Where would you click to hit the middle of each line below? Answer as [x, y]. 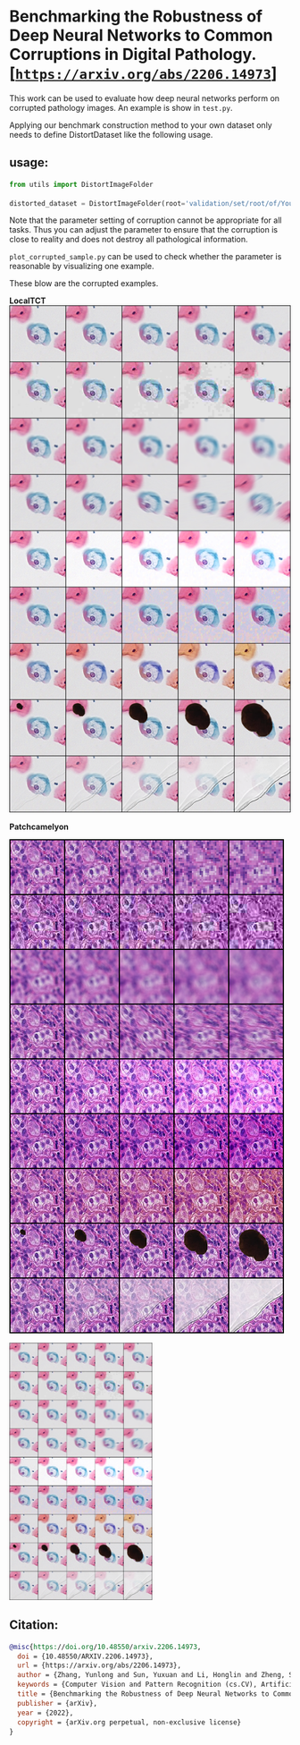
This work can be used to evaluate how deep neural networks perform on [144, 98]
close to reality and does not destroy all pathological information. [129, 240]
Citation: [34, 1625]
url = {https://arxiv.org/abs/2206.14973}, [99, 1665]
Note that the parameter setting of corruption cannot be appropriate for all [146, 220]
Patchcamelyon [39, 826]
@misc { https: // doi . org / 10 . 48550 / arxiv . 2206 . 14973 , [105, 1647]
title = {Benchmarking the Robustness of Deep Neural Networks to [143, 1694]
